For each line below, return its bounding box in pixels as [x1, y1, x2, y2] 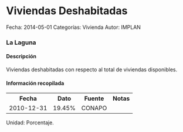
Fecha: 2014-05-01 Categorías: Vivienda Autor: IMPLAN [6, 24, 141, 31]
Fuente [84, 94, 104, 103]
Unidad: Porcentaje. [6, 119, 54, 126]
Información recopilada [6, 80, 65, 87]
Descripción [6, 53, 37, 60]
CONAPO [81, 104, 107, 113]
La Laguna [6, 38, 36, 47]
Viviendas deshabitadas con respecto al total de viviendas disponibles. [6, 66, 178, 73]
